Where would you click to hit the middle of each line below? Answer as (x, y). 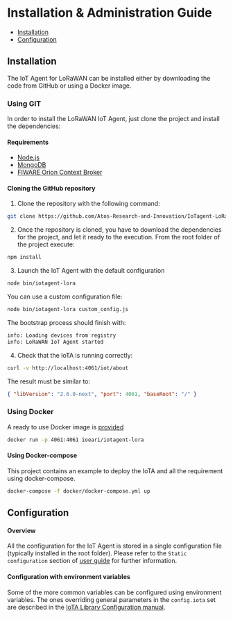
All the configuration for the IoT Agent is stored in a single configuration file (114, 546)
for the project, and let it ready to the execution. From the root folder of (119, 237)
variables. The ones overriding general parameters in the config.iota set (112, 599)
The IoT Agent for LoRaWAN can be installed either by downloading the (109, 78)
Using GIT (24, 104)
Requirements (28, 142)
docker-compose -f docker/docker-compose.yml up (79, 491)
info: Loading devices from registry (62, 335)
